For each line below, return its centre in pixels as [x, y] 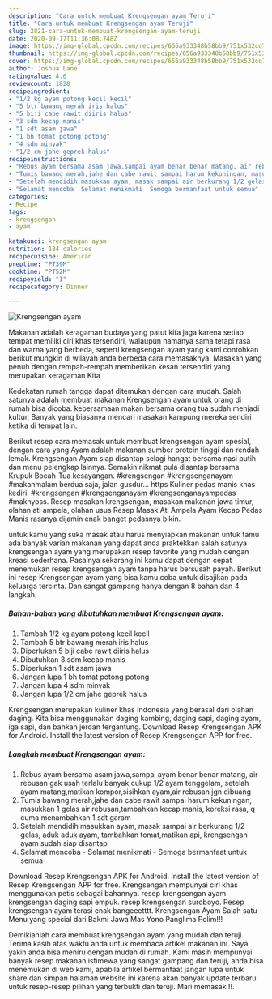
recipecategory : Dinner [49, 287]
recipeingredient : [39, 91]
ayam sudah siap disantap [64, 843]
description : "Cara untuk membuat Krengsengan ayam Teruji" [112, 16]
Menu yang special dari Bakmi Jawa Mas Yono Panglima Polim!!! [116, 920]
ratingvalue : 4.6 [38, 76]
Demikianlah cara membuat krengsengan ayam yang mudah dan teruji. [126, 935]
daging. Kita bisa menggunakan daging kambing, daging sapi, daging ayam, [135, 719]
